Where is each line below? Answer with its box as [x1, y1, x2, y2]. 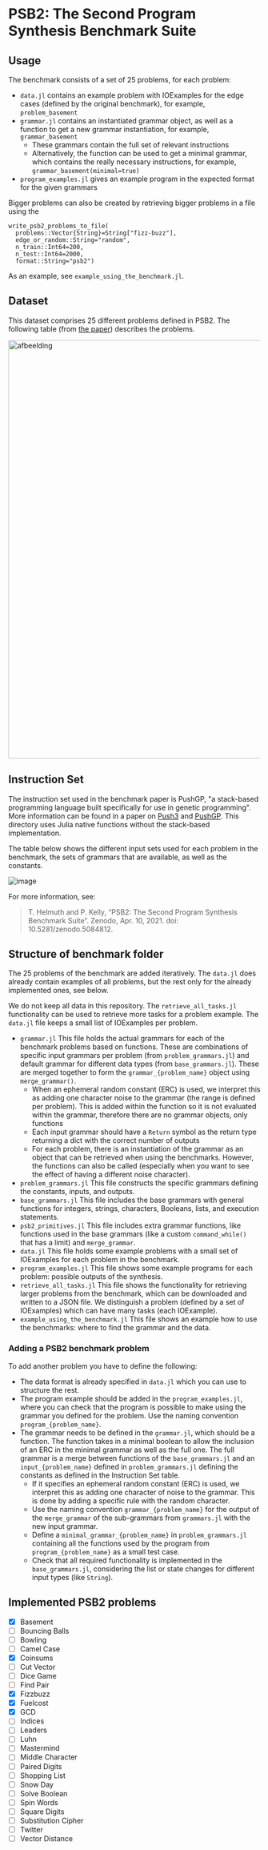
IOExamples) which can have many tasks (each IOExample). [19, 1306, 218, 1316]
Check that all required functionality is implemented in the [31, 1555, 222, 1565]
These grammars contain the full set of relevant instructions [31, 140, 230, 149]
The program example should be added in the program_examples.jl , [19, 1394, 243, 1403]
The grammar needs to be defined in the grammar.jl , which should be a [19, 1427, 255, 1438]
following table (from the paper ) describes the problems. [8, 324, 195, 333]
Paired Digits [19, 1761, 62, 1771]
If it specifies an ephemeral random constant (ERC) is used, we [31, 1478, 240, 1488]
